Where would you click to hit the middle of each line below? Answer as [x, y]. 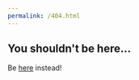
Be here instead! [35, 68]
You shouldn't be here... [69, 49]
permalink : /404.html [44, 16]
